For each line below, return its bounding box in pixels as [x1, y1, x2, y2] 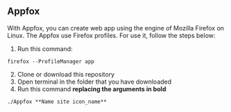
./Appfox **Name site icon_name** [7, 98, 108, 105]
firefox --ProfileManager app [7, 58, 95, 65]
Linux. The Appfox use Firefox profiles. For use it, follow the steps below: [7, 31, 216, 39]
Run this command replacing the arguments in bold [17, 84, 166, 93]
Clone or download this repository [17, 70, 115, 78]
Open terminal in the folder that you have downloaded [17, 77, 172, 86]
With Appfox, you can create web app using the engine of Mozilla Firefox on [7, 24, 224, 32]
